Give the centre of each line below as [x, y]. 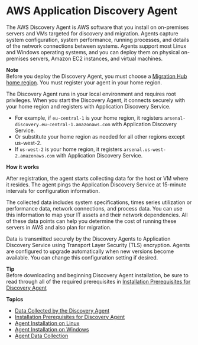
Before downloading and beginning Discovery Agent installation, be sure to [98, 275]
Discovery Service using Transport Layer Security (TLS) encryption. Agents [98, 245]
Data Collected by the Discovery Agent [62, 310]
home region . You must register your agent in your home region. [84, 82]
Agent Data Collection [41, 336]
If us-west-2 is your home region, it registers [68, 149]
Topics [15, 299]
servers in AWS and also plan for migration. [59, 227]
